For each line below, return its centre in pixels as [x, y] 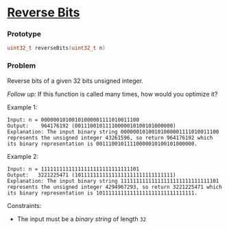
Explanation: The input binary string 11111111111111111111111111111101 [113, 181]
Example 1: [22, 107]
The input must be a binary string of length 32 [81, 219]
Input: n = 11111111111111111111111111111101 [73, 169]
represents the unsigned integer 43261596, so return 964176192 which [110, 138]
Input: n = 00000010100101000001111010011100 [73, 120]
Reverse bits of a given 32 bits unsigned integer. [75, 81]
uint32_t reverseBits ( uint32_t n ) [57, 48]
